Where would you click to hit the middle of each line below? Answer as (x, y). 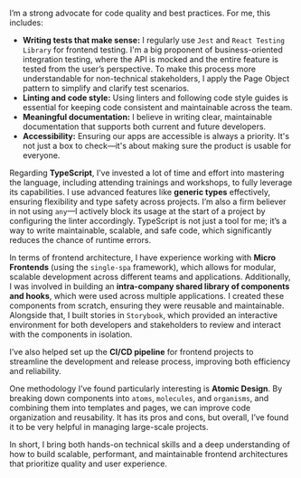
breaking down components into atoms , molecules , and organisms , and (139, 398)
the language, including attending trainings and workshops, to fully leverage (151, 183)
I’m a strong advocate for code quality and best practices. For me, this (140, 13)
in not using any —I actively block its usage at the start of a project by (137, 211)
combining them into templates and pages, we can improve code (130, 408)
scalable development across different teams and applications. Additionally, (150, 276)
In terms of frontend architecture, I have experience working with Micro (143, 258)
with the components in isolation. (71, 334)
